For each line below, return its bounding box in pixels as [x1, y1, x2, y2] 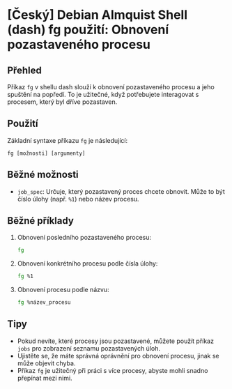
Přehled [7, 64, 42, 76]
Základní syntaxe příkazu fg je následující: [7, 136, 127, 144]
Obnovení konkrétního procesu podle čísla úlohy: [17, 259, 158, 268]
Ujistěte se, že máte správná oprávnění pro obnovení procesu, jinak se [17, 351, 219, 360]
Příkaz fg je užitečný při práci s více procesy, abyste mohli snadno [17, 366, 208, 374]
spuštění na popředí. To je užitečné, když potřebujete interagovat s [7, 91, 199, 98]
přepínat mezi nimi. [17, 374, 72, 382]
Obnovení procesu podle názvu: [17, 286, 109, 294]
